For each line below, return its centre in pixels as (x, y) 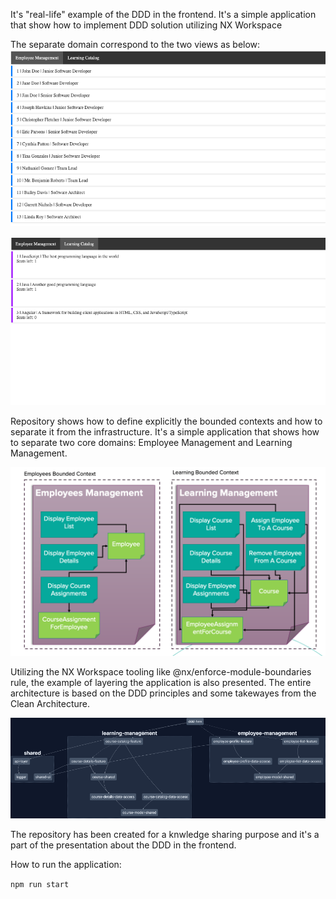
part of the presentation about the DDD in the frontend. (123, 845)
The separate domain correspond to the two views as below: (135, 44)
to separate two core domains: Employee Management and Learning (151, 443)
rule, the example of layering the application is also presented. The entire (161, 683)
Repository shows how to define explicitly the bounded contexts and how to (166, 421)
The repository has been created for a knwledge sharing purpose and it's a (165, 834)
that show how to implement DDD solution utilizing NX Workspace (146, 25)
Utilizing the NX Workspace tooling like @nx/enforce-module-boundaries (161, 672)
